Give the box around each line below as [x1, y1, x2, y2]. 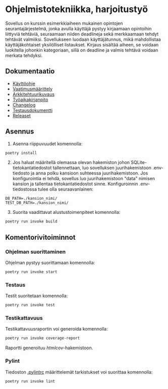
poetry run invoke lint [5, 378, 55, 384]
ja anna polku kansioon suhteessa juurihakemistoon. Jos [31, 170, 148, 176]
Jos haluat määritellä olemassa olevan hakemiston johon [12, 159, 130, 165]
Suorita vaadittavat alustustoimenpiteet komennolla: [12, 209, 121, 215]
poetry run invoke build [5, 219, 58, 224]
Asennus [5, 127, 34, 136]
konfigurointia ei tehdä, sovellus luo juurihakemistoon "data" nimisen [12, 176, 155, 182]
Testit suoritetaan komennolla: [5, 293, 68, 299]
